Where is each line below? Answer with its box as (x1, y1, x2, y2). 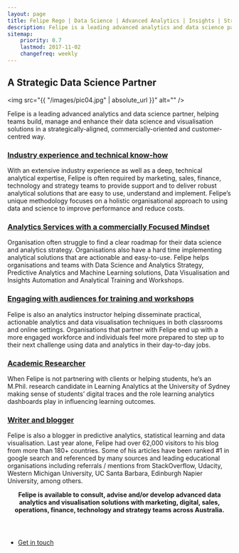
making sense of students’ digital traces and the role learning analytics (7, 390, 215, 398)
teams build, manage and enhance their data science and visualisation (7, 117, 213, 126)
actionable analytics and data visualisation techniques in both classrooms (7, 318, 223, 326)
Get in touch (17, 538, 54, 547)
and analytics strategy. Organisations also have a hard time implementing (7, 245, 222, 254)
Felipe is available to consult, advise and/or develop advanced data (18, 490, 221, 499)
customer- (191, 124, 223, 133)
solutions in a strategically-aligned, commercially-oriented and (7, 124, 191, 133)
